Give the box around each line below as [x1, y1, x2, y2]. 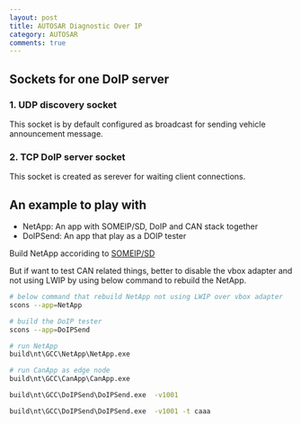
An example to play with [9, 197, 146, 212]
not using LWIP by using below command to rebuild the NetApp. [9, 275, 247, 286]
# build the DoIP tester [9, 316, 102, 326]
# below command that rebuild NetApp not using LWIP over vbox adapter [9, 293, 283, 302]
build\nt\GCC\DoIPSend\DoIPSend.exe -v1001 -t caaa [9, 406, 211, 416]
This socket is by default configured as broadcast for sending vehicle [9, 119, 267, 129]
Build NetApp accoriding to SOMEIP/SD [9, 248, 155, 259]
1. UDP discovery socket [9, 98, 117, 110]
